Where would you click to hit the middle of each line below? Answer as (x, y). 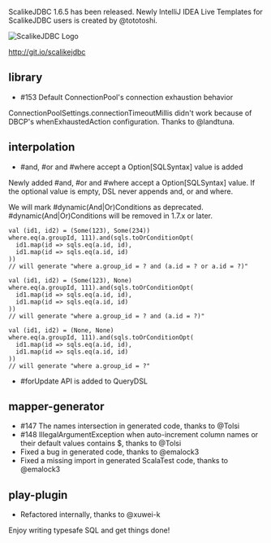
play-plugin (38, 495)
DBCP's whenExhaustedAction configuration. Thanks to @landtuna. (122, 121)
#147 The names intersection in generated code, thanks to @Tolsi (130, 426)
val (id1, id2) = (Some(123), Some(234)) (80, 230)
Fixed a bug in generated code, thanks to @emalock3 (110, 452)
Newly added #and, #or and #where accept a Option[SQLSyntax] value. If (132, 182)
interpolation (42, 147)
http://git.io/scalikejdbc (47, 52)
